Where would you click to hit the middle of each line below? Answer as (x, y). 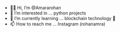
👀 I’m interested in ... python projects (48, 13)
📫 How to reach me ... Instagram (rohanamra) (57, 24)
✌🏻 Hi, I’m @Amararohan (35, 8)
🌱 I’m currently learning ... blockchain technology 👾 (63, 18)
